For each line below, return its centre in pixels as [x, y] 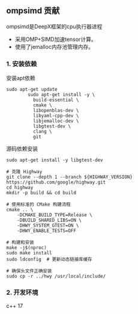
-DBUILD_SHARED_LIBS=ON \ [49, 220]
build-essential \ [56, 100]
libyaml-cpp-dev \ [56, 116]
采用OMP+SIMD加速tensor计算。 [56, 39]
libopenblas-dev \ [56, 111]
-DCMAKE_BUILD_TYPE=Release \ [55, 215]
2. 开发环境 [22, 292]
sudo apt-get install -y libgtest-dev [55, 160]
